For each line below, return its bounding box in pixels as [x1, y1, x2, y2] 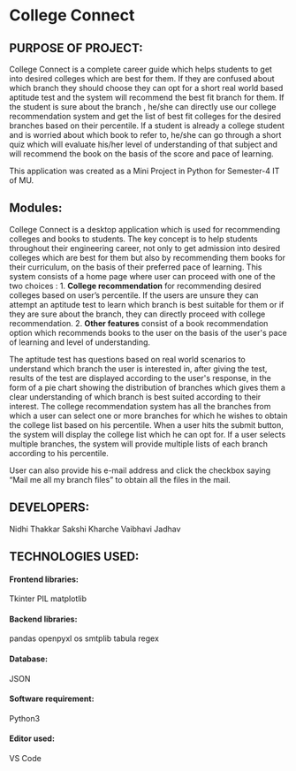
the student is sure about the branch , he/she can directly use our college [9, 102, 277, 111]
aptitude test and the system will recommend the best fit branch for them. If [9, 92, 285, 103]
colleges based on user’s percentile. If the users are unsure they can [9, 289, 259, 301]
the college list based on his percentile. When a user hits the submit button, [9, 419, 285, 430]
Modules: [9, 201, 63, 216]
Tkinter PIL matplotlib [9, 593, 87, 604]
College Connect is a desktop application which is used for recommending [9, 224, 281, 234]
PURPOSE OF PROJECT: [9, 41, 143, 56]
